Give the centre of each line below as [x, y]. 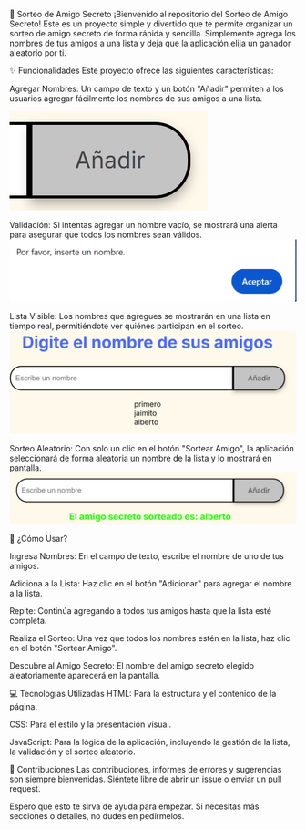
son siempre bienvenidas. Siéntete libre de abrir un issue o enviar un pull [146, 779]
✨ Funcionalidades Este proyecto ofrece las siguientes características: [142, 70]
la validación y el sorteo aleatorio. [73, 752]
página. [24, 707]
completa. [28, 621]
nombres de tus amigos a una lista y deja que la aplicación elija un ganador [150, 43]
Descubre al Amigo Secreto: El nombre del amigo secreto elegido [132, 666]
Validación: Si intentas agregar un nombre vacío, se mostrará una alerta [143, 225]
